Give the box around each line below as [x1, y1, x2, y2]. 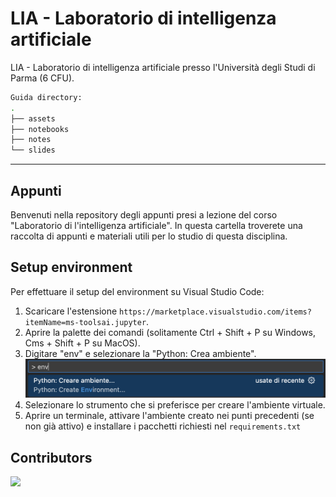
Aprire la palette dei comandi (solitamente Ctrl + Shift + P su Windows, [24, 326, 317, 338]
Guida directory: [10, 92, 83, 102]
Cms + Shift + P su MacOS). [24, 337, 141, 349]
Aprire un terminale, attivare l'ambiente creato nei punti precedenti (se [24, 410, 315, 422]
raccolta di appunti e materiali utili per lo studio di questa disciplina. [10, 230, 288, 242]
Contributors [10, 449, 93, 466]
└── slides [10, 145, 56, 156]
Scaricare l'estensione [24, 305, 118, 317]
